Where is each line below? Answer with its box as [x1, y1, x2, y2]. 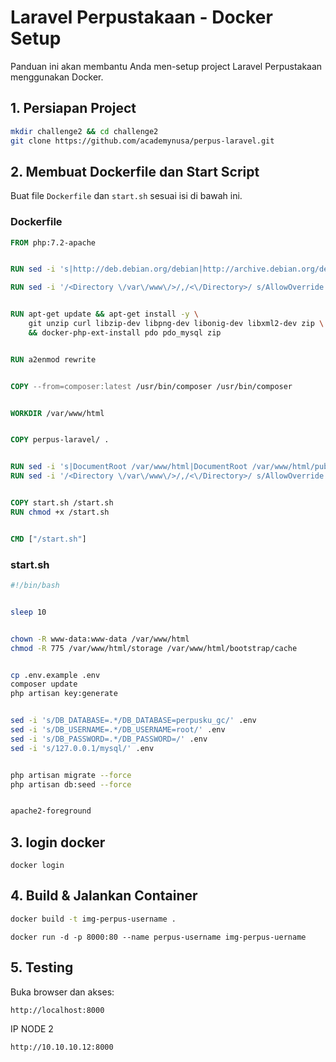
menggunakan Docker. [10, 71, 104, 83]
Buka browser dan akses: [10, 986, 115, 998]
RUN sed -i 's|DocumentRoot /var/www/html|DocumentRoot [10, 462, 248, 472]
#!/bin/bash [10, 581, 60, 591]
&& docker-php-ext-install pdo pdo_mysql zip [28, 327, 222, 338]
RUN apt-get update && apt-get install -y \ [10, 309, 199, 320]
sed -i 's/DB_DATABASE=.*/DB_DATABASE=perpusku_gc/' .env [10, 716, 257, 726]
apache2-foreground [10, 806, 92, 816]
